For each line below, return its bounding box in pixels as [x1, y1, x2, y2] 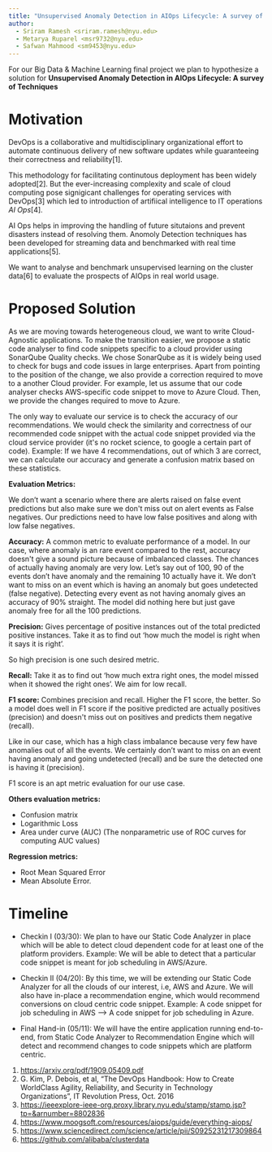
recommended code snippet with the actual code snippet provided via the [8, 429, 256, 438]
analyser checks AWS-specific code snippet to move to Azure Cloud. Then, [8, 388, 261, 396]
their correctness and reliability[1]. [8, 155, 123, 164]
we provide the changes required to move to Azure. [8, 396, 181, 405]
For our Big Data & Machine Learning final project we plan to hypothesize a [8, 64, 259, 74]
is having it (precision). [8, 763, 85, 772]
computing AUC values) [19, 836, 101, 845]
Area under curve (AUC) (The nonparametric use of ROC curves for [19, 827, 247, 837]
